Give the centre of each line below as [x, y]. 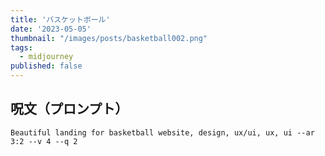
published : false [46, 66]
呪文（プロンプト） [69, 109]
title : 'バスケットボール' [60, 19]
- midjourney [46, 57]
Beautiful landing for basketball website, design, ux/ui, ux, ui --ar [162, 132]
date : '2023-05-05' [51, 29]
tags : [21, 47]
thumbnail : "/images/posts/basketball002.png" [109, 38]
